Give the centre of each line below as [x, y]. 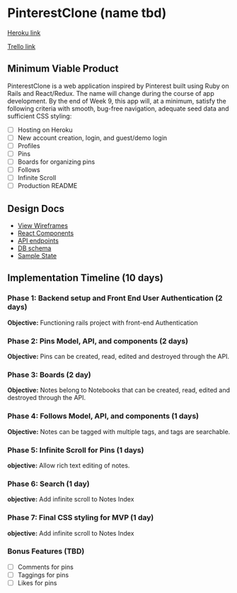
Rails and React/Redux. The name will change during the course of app [111, 93]
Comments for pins [46, 567]
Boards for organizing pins [56, 162]
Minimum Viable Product [63, 69]
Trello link [22, 46]
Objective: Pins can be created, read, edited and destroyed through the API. [118, 357]
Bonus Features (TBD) [46, 551]
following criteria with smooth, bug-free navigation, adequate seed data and [118, 109]
